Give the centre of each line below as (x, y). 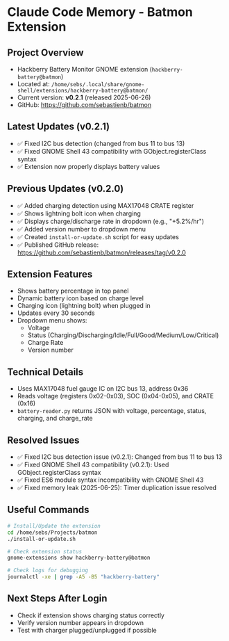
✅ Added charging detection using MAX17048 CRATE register (105, 205)
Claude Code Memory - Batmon (100, 12)
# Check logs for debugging (48, 571)
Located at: (33, 84)
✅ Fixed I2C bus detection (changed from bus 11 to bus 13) (101, 143)
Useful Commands (48, 510)
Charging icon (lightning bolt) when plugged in (84, 306)
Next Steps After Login (57, 599)
